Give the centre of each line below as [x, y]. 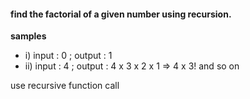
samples [28, 36]
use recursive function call [65, 86]
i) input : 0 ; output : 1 [68, 56]
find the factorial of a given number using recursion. [121, 14]
